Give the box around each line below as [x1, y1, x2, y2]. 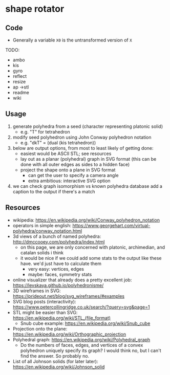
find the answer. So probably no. [20, 352, 90, 359]
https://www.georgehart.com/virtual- [72, 222, 151, 228]
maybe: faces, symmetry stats [28, 271, 92, 277]
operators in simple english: [12, 222, 72, 228]
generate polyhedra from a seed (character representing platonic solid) [12, 123, 163, 129]
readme [12, 90, 29, 95]
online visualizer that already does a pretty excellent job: [12, 277, 132, 283]
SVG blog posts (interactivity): [12, 298, 76, 304]
